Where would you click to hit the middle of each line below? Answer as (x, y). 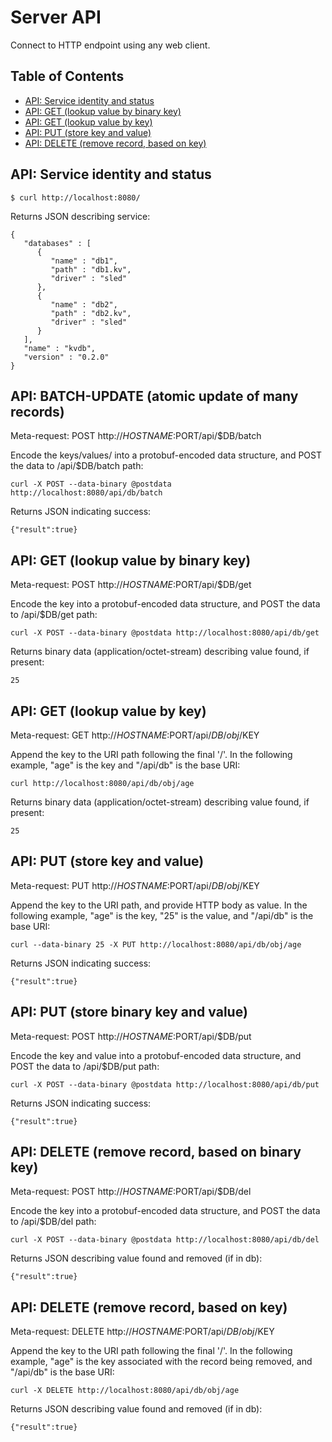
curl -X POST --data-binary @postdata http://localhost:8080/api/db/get (165, 633)
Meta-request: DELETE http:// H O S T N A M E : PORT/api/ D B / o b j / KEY (142, 1332)
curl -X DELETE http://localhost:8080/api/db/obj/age (125, 1391)
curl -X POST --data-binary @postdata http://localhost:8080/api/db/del (165, 1240)
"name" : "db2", (84, 304)
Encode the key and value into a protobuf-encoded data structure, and (156, 1055)
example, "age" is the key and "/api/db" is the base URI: (125, 765)
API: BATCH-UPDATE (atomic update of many (154, 396)
